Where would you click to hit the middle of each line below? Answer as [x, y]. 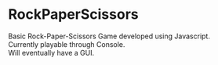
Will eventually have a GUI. [51, 52]
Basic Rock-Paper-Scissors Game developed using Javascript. [109, 36]
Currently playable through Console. [67, 44]
